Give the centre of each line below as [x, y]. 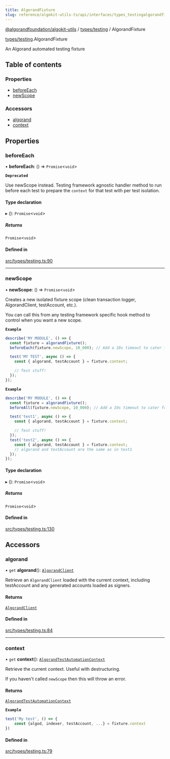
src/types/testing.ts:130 [30, 529]
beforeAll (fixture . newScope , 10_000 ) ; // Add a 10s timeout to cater [84, 408]
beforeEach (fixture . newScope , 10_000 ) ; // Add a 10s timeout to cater [86, 348]
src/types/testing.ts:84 [29, 630]
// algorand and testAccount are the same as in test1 [73, 449]
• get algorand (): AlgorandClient [40, 570]
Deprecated [17, 176]
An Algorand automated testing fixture [45, 49]
